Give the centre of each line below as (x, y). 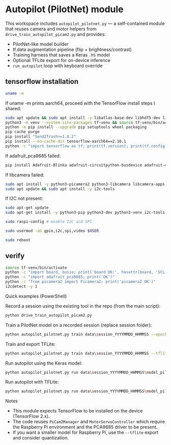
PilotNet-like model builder (40, 44)
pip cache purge (22, 132)
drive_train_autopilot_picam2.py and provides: (55, 34)
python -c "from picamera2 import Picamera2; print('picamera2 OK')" (81, 282)
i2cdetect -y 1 (21, 287)
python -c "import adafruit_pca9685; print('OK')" (60, 277)
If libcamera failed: (25, 175)
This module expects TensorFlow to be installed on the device (78, 411)
